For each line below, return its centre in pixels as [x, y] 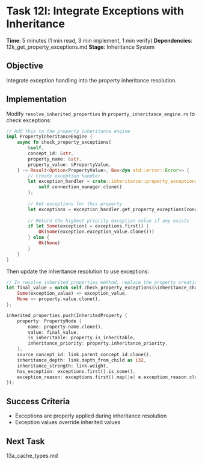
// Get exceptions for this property [75, 204]
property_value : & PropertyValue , [70, 165]
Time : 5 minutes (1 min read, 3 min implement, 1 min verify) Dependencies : [99, 40]
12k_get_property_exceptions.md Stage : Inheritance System [81, 47]
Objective [25, 66]
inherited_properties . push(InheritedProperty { [67, 315]
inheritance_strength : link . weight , [63, 366]
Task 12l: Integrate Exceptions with [95, 11]
